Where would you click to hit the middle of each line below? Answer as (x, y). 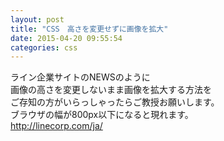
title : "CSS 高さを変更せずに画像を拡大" (89, 29)
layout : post (37, 19)
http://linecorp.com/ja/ (56, 126)
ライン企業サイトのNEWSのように (80, 77)
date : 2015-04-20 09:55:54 (66, 38)
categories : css (44, 47)
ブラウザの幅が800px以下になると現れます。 (102, 115)
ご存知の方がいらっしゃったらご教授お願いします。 (115, 102)
